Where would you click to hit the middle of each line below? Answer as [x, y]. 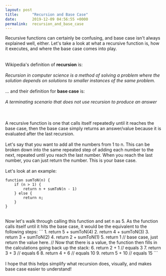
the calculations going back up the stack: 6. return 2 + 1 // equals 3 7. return [83, 248]
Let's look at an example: [31, 171]
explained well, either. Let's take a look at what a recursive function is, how [82, 44]
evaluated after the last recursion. [40, 134]
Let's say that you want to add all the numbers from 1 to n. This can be [77, 145]
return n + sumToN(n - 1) [50, 189]
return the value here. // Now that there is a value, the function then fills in [81, 242]
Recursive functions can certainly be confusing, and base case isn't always [83, 38]
